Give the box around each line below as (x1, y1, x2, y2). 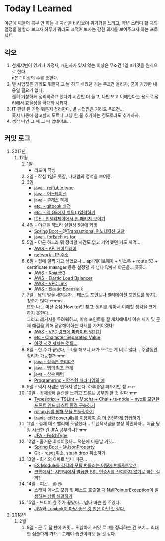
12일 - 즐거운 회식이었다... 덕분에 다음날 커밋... (26, 438, 116, 444)
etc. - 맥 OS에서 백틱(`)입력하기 (34, 209, 96, 215)
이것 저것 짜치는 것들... (34, 340, 78, 346)
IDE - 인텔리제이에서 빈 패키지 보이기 (34, 215, 105, 221)
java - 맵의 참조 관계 (34, 365, 74, 371)
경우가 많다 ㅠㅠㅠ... (26, 298, 65, 303)
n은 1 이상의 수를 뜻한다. (11, 75, 59, 81)
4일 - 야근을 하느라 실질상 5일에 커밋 (26, 222, 98, 228)
